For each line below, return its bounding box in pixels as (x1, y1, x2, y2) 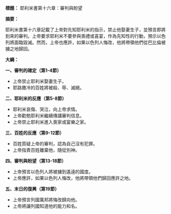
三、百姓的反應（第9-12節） (5, 130, 65, 136)
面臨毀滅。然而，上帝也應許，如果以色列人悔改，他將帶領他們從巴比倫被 (14, 39, 166, 45)
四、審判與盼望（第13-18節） (5, 158, 66, 164)
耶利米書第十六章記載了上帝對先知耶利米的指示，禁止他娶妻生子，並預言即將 (5, 26, 166, 33)
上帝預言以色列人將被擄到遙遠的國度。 (12, 169, 93, 175)
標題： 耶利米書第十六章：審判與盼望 (5, 5, 82, 11)
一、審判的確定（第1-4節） (5, 67, 62, 73)
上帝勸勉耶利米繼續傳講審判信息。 (12, 113, 84, 119)
